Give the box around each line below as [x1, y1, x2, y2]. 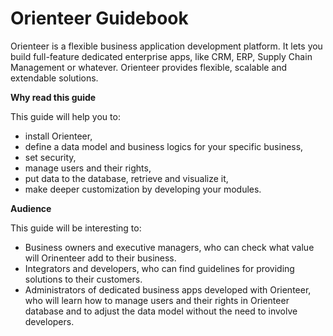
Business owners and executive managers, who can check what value [24, 241, 315, 253]
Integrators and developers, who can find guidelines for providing [24, 262, 295, 274]
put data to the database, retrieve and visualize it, [24, 172, 229, 184]
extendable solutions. [10, 72, 99, 84]
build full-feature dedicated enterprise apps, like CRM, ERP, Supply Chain [10, 50, 313, 62]
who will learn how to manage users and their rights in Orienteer [24, 294, 290, 306]
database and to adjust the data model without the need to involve [24, 305, 298, 317]
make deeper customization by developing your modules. [24, 183, 262, 195]
